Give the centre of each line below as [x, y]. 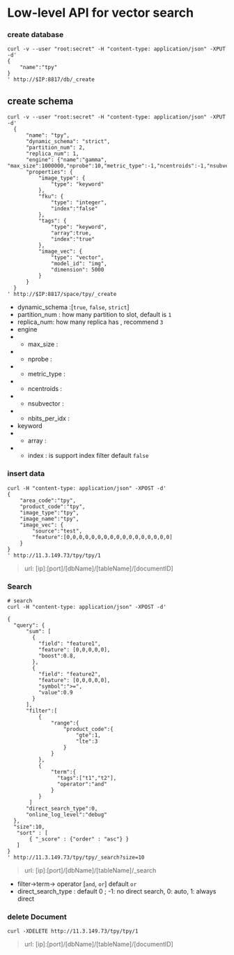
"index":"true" [73, 239]
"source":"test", [57, 531]
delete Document [37, 917]
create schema [40, 101]
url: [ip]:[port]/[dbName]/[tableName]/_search [90, 870]
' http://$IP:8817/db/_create [51, 80]
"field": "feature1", [69, 644]
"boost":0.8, [57, 656]
